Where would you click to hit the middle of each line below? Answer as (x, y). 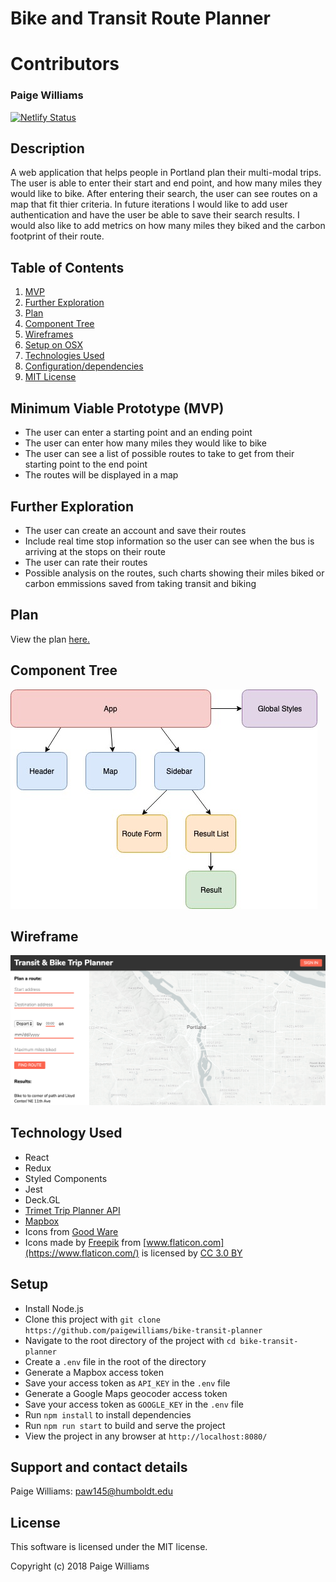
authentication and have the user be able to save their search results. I (155, 215)
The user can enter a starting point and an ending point (138, 433)
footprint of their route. (57, 236)
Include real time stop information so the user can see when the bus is (169, 541)
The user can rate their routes (86, 562)
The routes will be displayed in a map (101, 475)
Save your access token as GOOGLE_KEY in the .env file (134, 1404)
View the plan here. (50, 639)
